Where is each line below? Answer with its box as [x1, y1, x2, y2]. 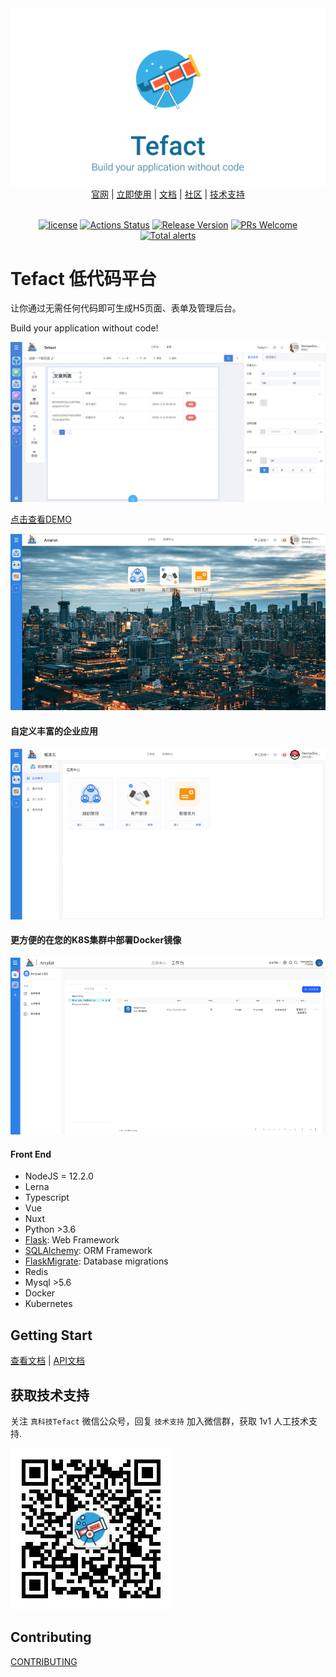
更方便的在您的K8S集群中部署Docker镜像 [10, 934, 182, 946]
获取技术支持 [10, 1387, 90, 1404]
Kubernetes [24, 1298, 73, 1310]
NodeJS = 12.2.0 [24, 1170, 94, 1182]
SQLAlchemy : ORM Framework [24, 1245, 153, 1257]
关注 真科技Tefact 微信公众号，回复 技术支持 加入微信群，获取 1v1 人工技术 [10, 1415, 310, 1427]
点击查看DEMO [10, 513, 72, 526]
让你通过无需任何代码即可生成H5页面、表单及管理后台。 [10, 302, 242, 314]
